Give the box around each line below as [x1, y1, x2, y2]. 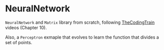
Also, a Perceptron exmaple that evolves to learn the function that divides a [5, 34, 160, 40]
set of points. [5, 39, 32, 45]
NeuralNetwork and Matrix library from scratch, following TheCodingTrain [5, 19, 155, 25]
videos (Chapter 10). [5, 24, 47, 30]
